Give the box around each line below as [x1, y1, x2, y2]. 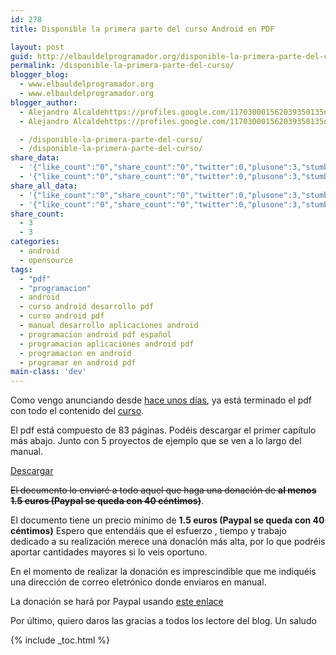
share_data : [10, 153, 60, 163]
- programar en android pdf [19, 357, 137, 368]
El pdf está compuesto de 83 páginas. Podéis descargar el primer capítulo [10, 424, 317, 436]
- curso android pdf [19, 311, 105, 321]
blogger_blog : [10, 70, 70, 80]
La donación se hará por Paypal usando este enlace [10, 596, 224, 608]
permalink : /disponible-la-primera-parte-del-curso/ [10, 61, 235, 71]
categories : [10, 237, 60, 247]
